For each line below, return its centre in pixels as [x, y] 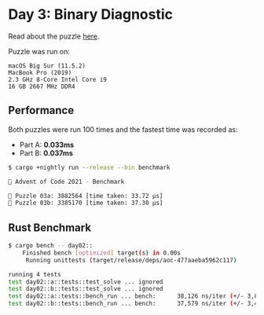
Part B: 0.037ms [46, 153]
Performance [41, 110]
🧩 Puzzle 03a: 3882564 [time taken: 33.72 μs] [86, 196]
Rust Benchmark [50, 227]
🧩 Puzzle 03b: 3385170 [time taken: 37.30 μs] [86, 203]
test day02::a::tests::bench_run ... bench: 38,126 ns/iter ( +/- [126, 296]
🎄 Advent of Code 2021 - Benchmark [66, 181]
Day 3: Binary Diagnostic [91, 15]
